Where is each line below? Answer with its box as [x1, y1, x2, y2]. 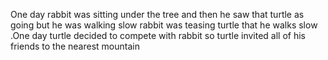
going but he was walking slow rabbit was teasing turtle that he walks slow [10, 19, 318, 31]
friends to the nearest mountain [10, 40, 140, 52]
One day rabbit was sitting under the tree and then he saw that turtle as [10, 9, 305, 20]
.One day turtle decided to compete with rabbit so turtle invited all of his [10, 30, 306, 41]
